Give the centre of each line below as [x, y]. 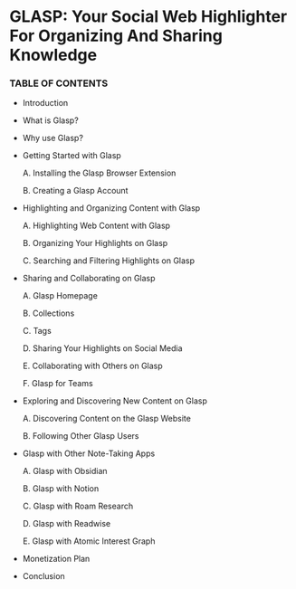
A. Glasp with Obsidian [65, 471]
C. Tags [37, 331]
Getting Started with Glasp [72, 156]
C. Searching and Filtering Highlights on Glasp [109, 261]
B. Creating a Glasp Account [75, 191]
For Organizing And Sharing [116, 36]
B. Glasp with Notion [61, 489]
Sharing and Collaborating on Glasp [89, 279]
